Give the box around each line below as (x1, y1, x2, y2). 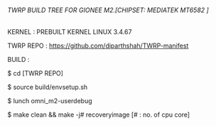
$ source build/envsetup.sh (7, 83, 88, 92)
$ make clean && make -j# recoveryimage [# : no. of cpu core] (7, 110, 190, 119)
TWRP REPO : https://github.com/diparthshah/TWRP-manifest (7, 41, 189, 50)
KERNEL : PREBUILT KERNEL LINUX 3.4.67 (7, 28, 132, 36)
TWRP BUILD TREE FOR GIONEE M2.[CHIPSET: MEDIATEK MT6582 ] (7, 6, 210, 14)
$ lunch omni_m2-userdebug (7, 97, 92, 105)
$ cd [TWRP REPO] (7, 69, 64, 78)
